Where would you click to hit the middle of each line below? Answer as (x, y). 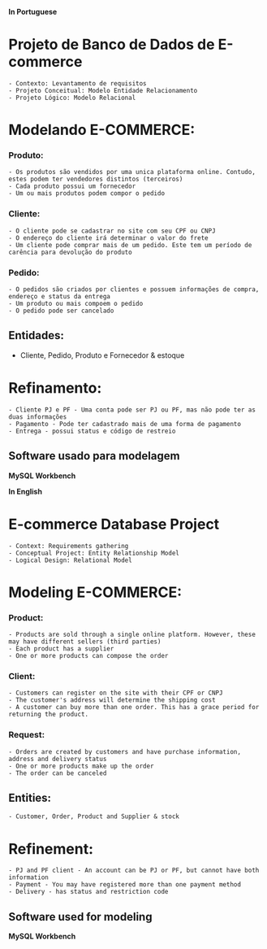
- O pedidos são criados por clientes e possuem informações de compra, (134, 289)
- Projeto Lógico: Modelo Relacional (72, 98)
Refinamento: (55, 388)
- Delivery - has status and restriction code (88, 892)
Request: (27, 735)
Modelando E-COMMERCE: (102, 130)
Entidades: (37, 335)
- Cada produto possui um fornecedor (72, 186)
